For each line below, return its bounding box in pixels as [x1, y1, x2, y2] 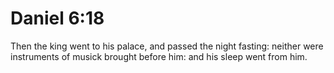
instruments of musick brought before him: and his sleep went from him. [10, 50, 308, 62]
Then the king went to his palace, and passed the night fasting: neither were [10, 40, 324, 52]
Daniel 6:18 [10, 7, 105, 30]
